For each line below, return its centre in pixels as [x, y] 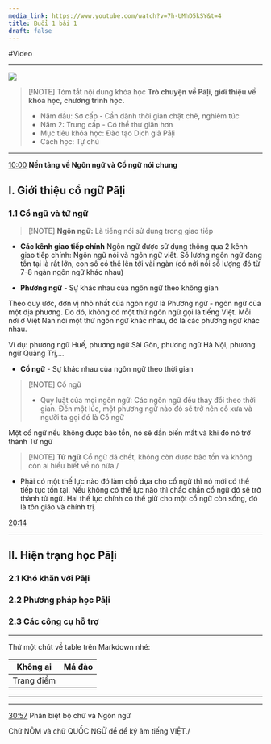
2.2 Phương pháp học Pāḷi [59, 600]
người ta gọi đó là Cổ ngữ [82, 418]
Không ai [34, 667]
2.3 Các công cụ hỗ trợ [54, 621]
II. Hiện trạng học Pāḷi [63, 556]
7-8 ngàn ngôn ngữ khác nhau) [72, 272]
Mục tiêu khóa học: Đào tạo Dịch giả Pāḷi [108, 133]
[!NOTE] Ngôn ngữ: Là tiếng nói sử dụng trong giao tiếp [121, 231]
